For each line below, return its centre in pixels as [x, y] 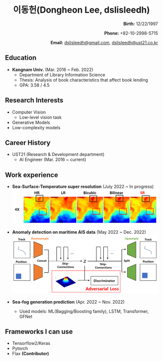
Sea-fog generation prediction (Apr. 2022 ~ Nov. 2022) [68, 302]
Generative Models [31, 122]
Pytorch [20, 348]
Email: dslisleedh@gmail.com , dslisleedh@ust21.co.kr [104, 42]
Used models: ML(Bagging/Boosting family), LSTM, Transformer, [84, 311]
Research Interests [34, 100]
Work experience [32, 175]
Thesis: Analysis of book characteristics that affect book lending [84, 80]
